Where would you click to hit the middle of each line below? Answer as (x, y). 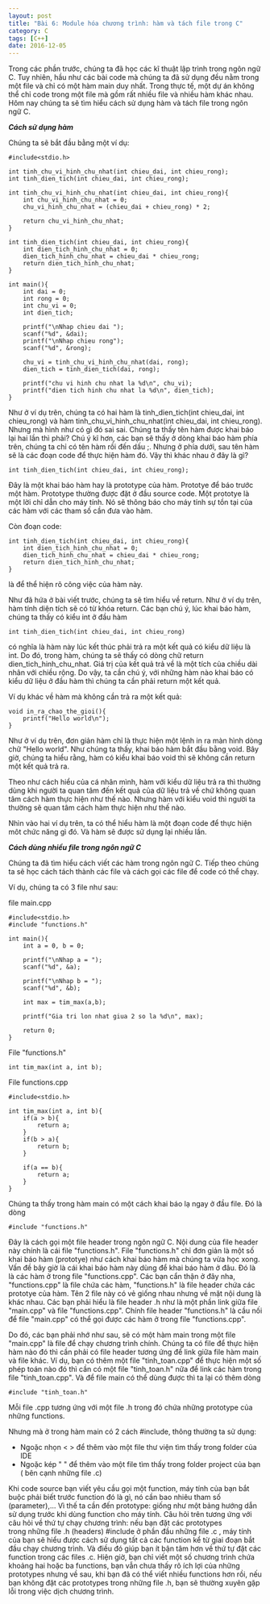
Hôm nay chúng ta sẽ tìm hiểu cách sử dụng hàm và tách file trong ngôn (128, 103)
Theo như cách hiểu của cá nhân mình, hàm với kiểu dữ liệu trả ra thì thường (135, 782)
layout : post (30, 16)
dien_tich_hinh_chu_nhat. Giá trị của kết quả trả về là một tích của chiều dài (133, 664)
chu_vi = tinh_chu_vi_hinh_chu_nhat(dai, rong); (106, 362)
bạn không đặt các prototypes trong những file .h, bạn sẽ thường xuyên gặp (134, 1583)
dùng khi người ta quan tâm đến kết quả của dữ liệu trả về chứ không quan (132, 790)
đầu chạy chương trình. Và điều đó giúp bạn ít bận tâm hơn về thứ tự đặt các (135, 1548)
